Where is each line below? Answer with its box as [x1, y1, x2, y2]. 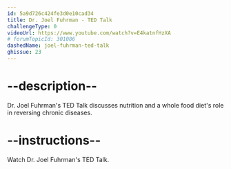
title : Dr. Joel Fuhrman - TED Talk [7, 17, 112, 23]
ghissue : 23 [7, 49, 41, 56]
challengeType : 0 [7, 23, 57, 30]
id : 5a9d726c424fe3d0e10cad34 [7, 10, 94, 17]
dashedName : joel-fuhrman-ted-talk [7, 42, 110, 49]
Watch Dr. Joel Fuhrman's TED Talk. [7, 155, 110, 163]
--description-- [7, 79, 98, 94]
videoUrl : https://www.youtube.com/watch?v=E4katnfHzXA [7, 29, 171, 37]
